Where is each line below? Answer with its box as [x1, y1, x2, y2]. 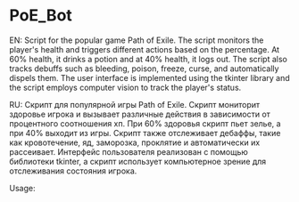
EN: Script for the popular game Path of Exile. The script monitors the [9, 35, 264, 45]
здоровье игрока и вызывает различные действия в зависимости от [9, 109, 270, 119]
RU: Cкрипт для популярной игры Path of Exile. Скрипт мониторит [9, 99, 261, 109]
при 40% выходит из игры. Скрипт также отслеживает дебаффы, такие [9, 127, 281, 138]
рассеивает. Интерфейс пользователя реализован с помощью [9, 146, 248, 157]
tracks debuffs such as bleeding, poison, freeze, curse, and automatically [9, 63, 279, 74]
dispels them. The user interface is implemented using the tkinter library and [9, 72, 290, 83]
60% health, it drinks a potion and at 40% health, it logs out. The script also [9, 53, 287, 64]
